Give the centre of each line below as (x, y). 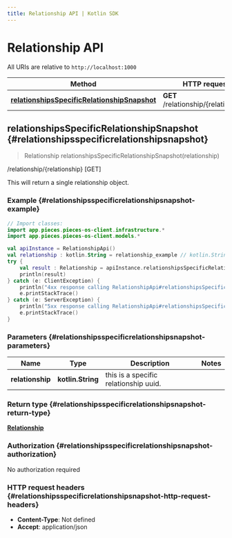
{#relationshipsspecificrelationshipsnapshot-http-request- (109, 496)
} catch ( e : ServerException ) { (54, 300)
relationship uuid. (133, 383)
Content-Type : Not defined (56, 519)
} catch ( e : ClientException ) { (54, 281)
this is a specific (132, 375)
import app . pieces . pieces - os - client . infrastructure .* (86, 230)
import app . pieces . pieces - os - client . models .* (74, 236)
